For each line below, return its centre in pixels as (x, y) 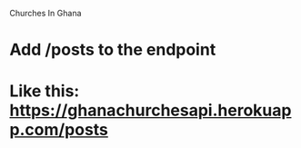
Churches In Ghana (45, 13)
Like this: (45, 91)
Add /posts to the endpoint (113, 50)
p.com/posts (59, 130)
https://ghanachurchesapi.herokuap (150, 110)
